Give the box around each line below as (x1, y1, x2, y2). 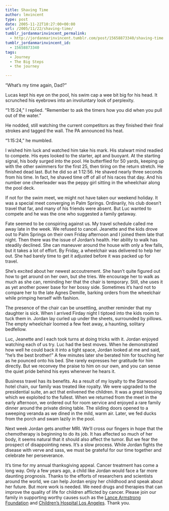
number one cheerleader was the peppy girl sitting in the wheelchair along (5, 180, 160, 186)
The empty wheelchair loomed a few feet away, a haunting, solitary (5, 321, 145, 327)
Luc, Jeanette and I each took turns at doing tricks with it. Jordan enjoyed (5, 336, 159, 342)
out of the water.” (5, 112, 41, 119)
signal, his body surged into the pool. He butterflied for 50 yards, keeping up (5, 158, 164, 164)
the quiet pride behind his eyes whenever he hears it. (5, 368, 116, 374)
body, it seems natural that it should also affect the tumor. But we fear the (5, 436, 158, 443)
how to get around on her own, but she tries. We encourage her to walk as (5, 274, 160, 280)
